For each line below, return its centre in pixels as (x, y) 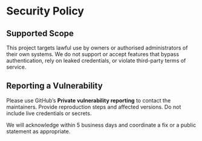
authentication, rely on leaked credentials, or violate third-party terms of (96, 61)
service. (16, 67)
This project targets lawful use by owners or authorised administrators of (97, 48)
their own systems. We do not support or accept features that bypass (93, 54)
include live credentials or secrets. (49, 113)
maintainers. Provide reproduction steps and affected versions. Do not (94, 107)
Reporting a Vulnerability (54, 86)
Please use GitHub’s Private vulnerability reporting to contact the (89, 100)
